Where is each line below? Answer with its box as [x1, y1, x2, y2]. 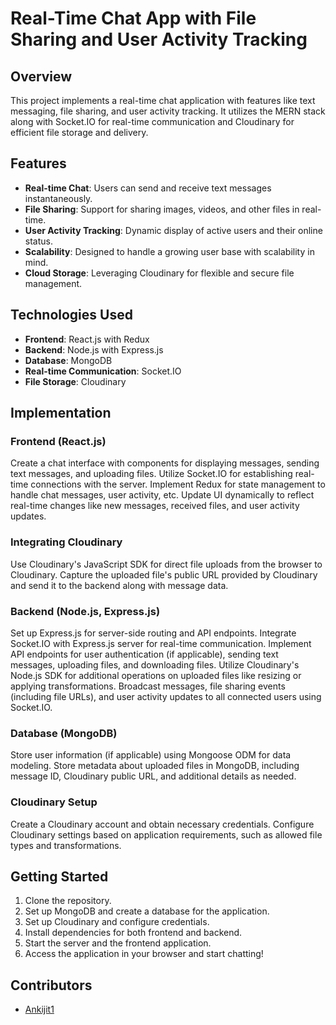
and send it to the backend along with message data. [10, 579, 229, 591]
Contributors [10, 977, 93, 994]
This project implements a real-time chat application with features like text [10, 95, 316, 106]
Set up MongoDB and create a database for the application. [24, 905, 270, 917]
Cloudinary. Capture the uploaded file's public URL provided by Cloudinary [10, 568, 318, 581]
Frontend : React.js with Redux [24, 333, 150, 345]
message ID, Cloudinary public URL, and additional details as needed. [10, 770, 297, 782]
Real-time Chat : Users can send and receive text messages [24, 182, 272, 194]
